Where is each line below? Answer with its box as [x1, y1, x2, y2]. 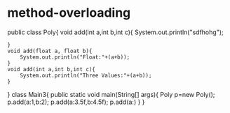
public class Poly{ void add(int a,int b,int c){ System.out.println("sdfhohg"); [7, 28, 224, 36]
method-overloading [7, 5, 131, 21]
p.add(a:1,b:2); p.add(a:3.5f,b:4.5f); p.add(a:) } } [7, 98, 145, 106]
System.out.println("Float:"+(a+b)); [20, 54, 130, 61]
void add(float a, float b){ [7, 47, 93, 54]
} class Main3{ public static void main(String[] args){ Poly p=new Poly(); [7, 90, 215, 98]
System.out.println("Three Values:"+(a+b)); [20, 72, 152, 79]
